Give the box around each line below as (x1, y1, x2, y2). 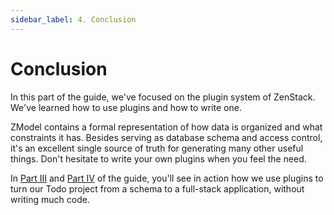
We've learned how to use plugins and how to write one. (10, 101, 242, 113)
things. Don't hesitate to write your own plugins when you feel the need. (10, 152, 307, 165)
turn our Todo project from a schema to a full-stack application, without (10, 182, 305, 195)
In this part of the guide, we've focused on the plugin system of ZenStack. (10, 91, 316, 103)
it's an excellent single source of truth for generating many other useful (10, 142, 304, 154)
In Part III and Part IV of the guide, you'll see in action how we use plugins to (10, 172, 324, 184)
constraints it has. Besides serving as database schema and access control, (10, 131, 323, 143)
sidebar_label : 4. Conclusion (10, 14, 137, 25)
